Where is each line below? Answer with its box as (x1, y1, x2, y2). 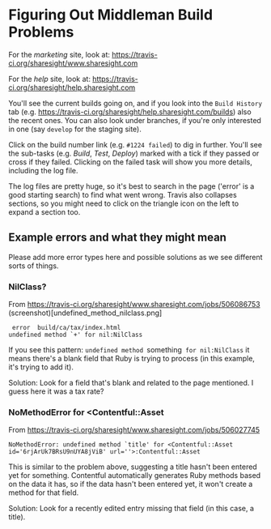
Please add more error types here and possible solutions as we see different (8, 252, 263, 262)
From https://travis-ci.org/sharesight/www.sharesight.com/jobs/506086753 (8, 300, 260, 309)
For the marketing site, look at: (8, 49, 111, 59)
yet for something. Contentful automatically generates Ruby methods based (8, 471, 261, 480)
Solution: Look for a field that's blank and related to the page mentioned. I (8, 378, 254, 388)
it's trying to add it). (8, 362, 74, 372)
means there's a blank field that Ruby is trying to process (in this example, (8, 354, 255, 364)
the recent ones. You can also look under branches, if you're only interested (8, 115, 261, 125)
